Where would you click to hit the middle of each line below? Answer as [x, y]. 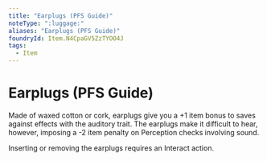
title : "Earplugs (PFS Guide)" [61, 16]
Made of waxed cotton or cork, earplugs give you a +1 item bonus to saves [132, 115]
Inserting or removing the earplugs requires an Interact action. [111, 148]
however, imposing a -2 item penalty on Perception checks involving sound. [134, 132]
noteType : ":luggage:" [46, 23]
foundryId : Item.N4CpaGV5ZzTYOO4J [66, 38]
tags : [17, 46]
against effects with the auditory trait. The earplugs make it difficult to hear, [133, 124]
